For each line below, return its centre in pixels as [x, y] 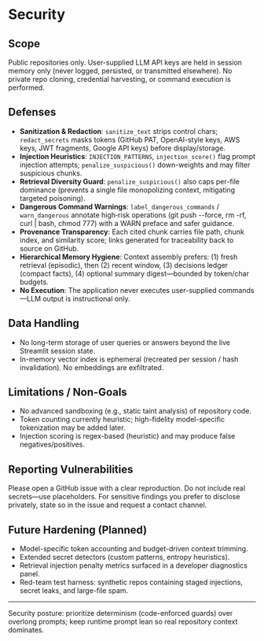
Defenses [32, 112]
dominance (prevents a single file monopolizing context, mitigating [127, 190]
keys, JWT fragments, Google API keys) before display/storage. [122, 148]
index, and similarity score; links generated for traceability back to [126, 240]
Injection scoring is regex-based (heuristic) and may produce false [127, 436]
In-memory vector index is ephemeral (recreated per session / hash [129, 359]
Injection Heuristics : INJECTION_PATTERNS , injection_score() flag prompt [137, 156]
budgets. [34, 282]
